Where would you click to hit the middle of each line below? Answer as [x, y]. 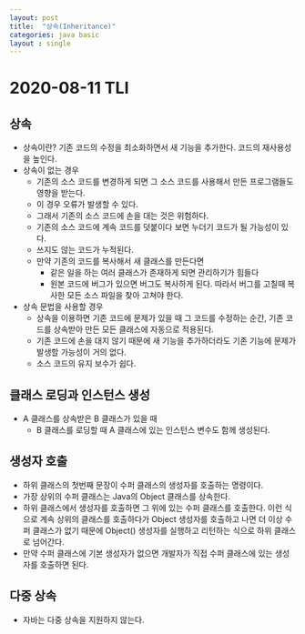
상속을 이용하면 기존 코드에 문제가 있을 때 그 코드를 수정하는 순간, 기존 [160, 318]
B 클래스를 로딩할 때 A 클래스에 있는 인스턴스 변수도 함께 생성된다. [153, 430]
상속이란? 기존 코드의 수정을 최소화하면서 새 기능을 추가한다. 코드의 [142, 147]
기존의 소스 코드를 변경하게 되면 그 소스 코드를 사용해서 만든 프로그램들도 [165, 182]
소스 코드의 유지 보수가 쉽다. [86, 364]
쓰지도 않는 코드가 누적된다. [85, 250]
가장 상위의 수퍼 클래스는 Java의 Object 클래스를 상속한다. [126, 496]
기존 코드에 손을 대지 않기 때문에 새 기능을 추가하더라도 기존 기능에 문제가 [166, 341]
